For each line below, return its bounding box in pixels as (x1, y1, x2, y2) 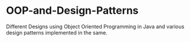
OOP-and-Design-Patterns (6, 4, 139, 17)
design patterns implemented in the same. (6, 29, 108, 36)
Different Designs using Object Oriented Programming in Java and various (6, 23, 185, 30)
